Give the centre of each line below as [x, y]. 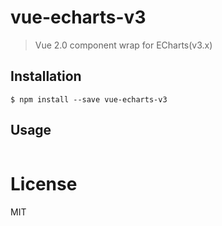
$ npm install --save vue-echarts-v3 [89, 99]
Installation [46, 76]
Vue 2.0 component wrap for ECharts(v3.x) [123, 45]
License [44, 183]
